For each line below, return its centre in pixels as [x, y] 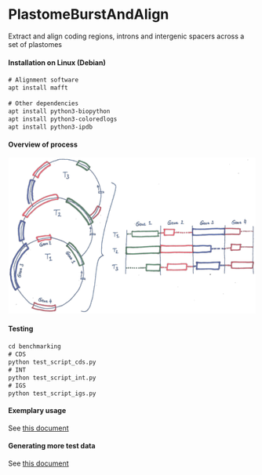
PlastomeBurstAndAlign [89, 15]
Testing [21, 328]
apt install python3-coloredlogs [63, 119]
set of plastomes [35, 44]
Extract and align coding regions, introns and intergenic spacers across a [126, 36]
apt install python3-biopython [59, 111]
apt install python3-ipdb [50, 127]
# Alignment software [44, 80]
